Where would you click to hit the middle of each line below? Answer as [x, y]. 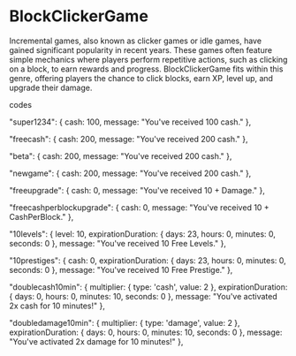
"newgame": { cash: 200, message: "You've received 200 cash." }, [130, 173]
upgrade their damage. [51, 87]
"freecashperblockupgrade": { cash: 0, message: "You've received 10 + [139, 207]
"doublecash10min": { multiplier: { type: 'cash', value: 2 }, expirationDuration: [148, 287]
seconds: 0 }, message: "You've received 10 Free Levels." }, [118, 243]
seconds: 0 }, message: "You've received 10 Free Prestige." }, [121, 269]
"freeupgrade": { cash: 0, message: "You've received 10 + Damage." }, [137, 190]
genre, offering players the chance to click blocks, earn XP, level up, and [141, 78]
